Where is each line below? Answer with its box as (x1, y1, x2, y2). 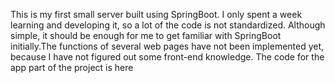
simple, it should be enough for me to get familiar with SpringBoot (10, 30, 282, 41)
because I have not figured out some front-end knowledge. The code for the (10, 51, 325, 63)
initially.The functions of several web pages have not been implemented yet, (10, 40, 325, 52)
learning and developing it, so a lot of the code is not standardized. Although (10, 19, 326, 31)
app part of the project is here (10, 62, 134, 73)
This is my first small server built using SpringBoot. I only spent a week (10, 9, 303, 20)
